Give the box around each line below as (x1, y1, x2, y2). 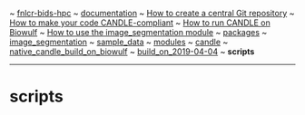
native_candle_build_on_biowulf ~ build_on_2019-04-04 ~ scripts (9, 46, 255, 57)
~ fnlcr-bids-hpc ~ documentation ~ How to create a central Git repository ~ (9, 8, 295, 18)
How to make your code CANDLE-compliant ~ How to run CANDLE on (9, 17, 271, 28)
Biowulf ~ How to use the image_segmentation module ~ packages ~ (9, 27, 268, 37)
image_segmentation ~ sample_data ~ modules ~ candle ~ (9, 36, 229, 47)
